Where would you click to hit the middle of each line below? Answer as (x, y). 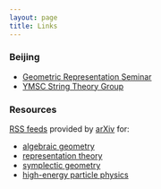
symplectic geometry (61, 166)
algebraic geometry (59, 146)
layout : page (34, 17)
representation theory (62, 156)
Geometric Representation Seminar (87, 76)
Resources (33, 109)
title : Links (34, 26)
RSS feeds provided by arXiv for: (69, 129)
